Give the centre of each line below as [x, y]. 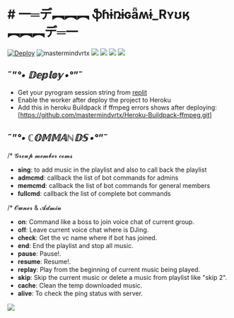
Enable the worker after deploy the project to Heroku [94, 100]
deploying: [201, 107]
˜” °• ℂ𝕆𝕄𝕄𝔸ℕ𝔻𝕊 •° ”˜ [58, 138]
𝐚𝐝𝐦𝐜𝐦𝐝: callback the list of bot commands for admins [98, 177]
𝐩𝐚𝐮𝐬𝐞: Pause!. [39, 253]
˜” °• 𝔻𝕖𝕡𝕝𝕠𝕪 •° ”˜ [45, 75]
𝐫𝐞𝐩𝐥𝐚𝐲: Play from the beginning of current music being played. [109, 269]
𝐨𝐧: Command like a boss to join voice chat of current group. [106, 222]
